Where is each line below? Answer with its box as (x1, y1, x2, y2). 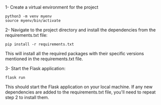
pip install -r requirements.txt (5, 42, 74, 47)
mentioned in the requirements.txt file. (5, 56, 83, 62)
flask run (5, 75, 26, 80)
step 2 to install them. (5, 95, 50, 100)
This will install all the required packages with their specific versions (5, 51, 144, 56)
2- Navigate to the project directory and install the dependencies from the (5, 27, 156, 33)
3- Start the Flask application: (5, 66, 66, 71)
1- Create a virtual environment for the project (5, 4, 99, 10)
